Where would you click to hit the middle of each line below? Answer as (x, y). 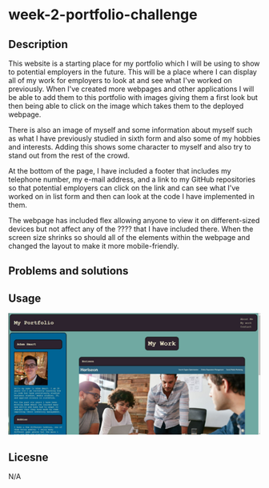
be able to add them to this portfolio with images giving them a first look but (133, 97)
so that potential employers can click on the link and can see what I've (124, 188)
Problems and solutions (68, 271)
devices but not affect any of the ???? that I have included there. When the (131, 229)
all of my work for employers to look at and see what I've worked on (120, 80)
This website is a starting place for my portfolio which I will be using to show (134, 63)
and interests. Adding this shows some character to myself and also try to (130, 147)
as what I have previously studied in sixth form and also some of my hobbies (134, 138)
